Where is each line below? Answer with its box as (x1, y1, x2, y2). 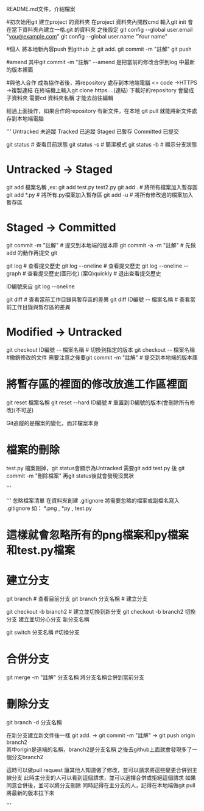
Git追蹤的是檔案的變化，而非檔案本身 (6, 419, 99, 426)
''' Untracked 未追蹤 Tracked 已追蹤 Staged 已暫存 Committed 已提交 (6, 128, 180, 135)
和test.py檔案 (6, 543, 75, 557)
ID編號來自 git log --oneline (6, 283, 75, 290)
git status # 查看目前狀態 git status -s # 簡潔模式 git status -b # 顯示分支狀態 (6, 141, 197, 148)
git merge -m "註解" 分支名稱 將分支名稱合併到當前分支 (6, 674, 145, 681)
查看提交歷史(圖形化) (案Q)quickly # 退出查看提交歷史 (27, 269, 161, 277)
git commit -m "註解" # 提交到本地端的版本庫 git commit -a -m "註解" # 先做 (6, 241, 196, 249)
